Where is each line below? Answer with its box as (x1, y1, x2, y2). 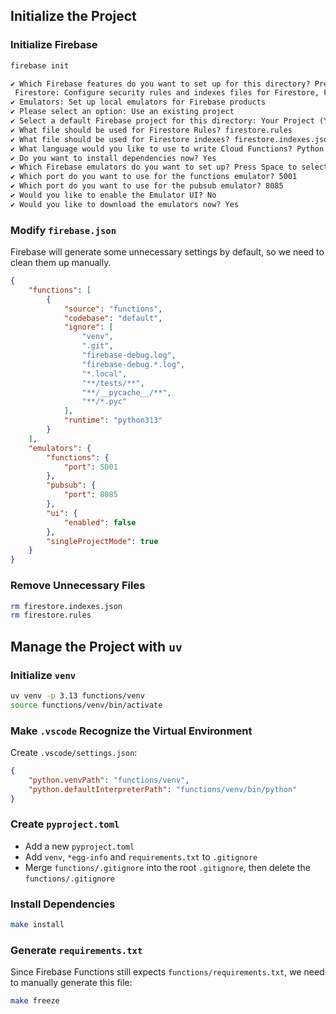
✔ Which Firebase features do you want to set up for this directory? (10, 79, 311, 89)
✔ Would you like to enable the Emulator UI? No (10, 190, 217, 201)
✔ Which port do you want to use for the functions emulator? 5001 (10, 172, 298, 182)
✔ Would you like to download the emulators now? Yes (10, 199, 240, 209)
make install (10, 920, 65, 930)
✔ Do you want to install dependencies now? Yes (10, 153, 217, 163)
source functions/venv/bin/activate (10, 700, 163, 710)
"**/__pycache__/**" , (81, 387, 172, 398)
